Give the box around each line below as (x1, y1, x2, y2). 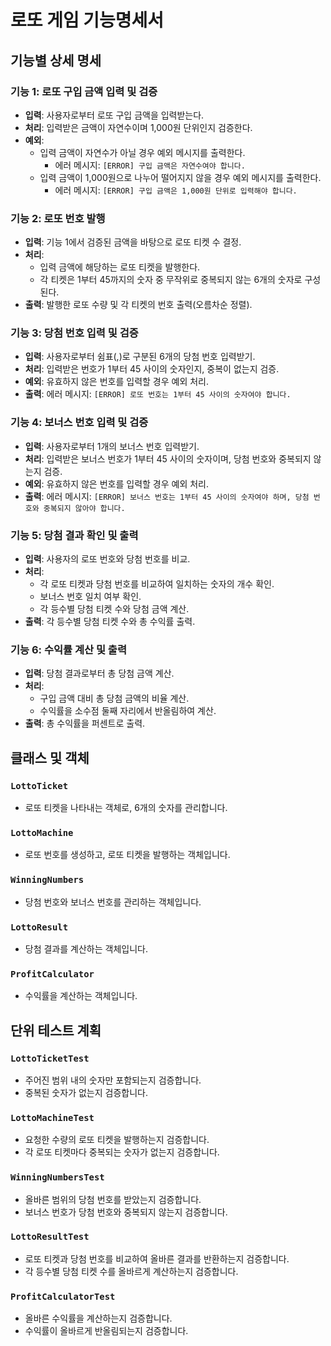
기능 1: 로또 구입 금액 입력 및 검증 (10, 84, 158, 98)
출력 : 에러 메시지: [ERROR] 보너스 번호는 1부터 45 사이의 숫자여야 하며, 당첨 (24, 490, 310, 502)
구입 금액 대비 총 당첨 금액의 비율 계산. (39, 692, 190, 705)
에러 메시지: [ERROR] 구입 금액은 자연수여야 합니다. (54, 159, 246, 171)
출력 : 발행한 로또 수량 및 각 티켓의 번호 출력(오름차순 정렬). (24, 299, 253, 311)
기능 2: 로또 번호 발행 (10, 211, 106, 225)
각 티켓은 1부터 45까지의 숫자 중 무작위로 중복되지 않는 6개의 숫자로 (39, 274, 303, 286)
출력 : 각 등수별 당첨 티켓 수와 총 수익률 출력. (24, 616, 196, 628)
